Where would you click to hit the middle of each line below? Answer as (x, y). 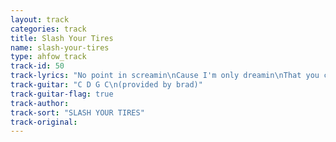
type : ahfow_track (48, 57)
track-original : (44, 122)
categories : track (48, 29)
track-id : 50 (37, 66)
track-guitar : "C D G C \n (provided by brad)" (106, 85)
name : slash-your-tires (60, 47)
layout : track (40, 19)
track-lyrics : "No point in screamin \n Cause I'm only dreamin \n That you (165, 76)
